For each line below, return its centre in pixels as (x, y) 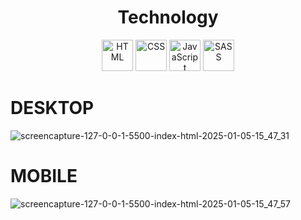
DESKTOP (52, 108)
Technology (168, 17)
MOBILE (44, 176)
